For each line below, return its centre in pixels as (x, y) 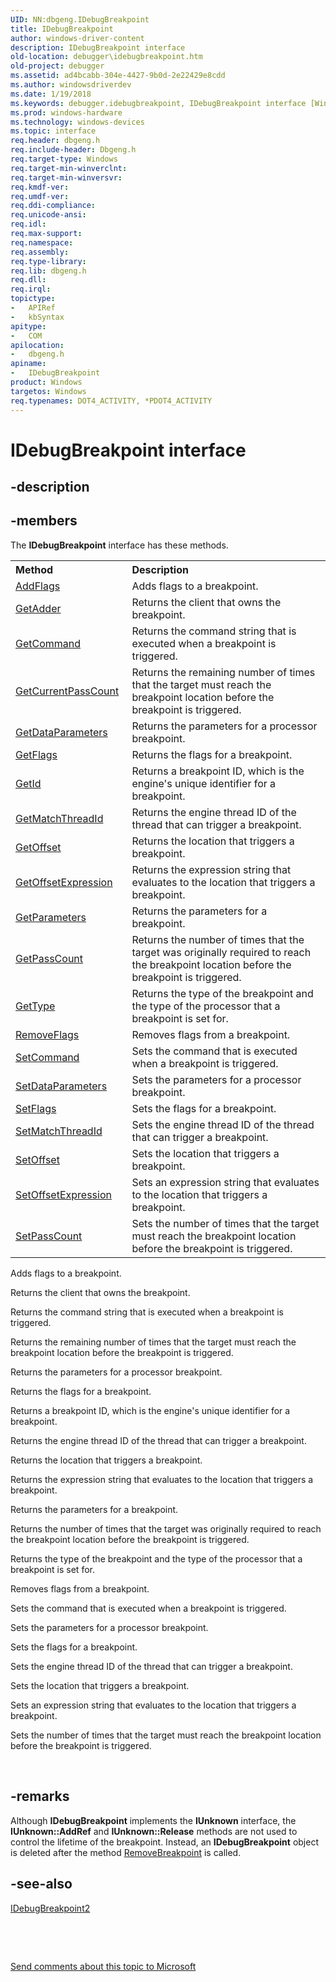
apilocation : (37, 345)
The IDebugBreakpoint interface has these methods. (119, 545)
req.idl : (28, 224)
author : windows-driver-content (77, 38)
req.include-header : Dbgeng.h (73, 150)
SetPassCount (49, 1236)
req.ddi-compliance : (53, 206)
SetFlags (36, 1108)
